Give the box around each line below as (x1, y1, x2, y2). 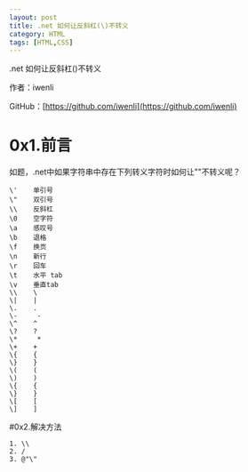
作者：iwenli (9, 82, 54, 93)
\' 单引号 (9, 186, 53, 196)
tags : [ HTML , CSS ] (9, 37, 74, 47)
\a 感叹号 (9, 224, 53, 233)
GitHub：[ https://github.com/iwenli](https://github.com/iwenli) (9, 101, 237, 112)
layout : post (9, 12, 58, 22)
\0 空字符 (9, 214, 53, 223)
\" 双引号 (9, 196, 53, 204)
